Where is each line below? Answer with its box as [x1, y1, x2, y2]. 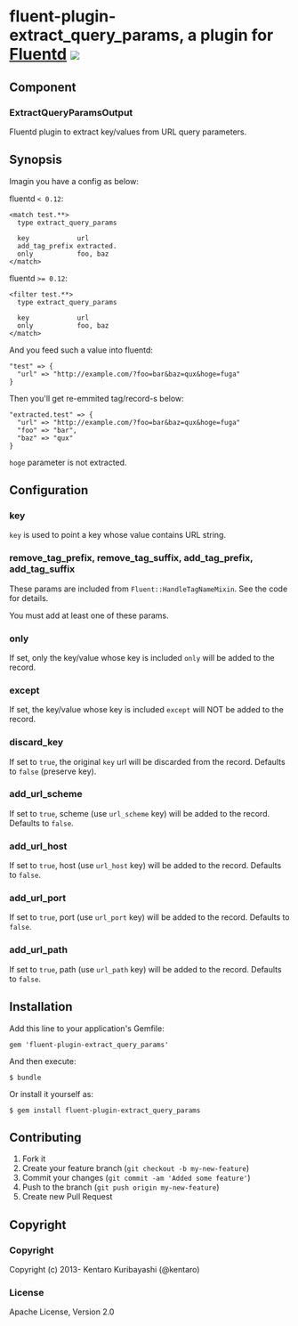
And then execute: [9, 1055, 77, 1066]
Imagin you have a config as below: [9, 175, 140, 186]
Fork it [21, 1153, 46, 1164]
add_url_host [9, 840, 68, 852]
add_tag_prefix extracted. [17, 241, 117, 250]
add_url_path [9, 944, 68, 956]
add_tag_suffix [9, 563, 76, 575]
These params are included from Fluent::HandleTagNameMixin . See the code [9, 583, 288, 594]
